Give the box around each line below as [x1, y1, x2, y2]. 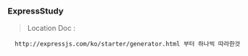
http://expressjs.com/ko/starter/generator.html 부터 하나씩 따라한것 [14, 40, 241, 48]
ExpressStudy [7, 6, 64, 17]
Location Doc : [26, 24, 76, 33]
